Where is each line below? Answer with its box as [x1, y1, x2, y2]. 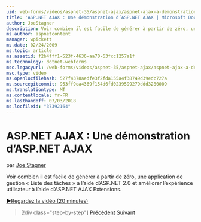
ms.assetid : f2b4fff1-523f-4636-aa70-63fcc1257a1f [6, 53, 135, 59]
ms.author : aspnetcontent [6, 31, 71, 37]
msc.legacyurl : [6, 64, 44, 71]
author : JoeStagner [6, 20, 55, 26]
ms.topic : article [6, 48, 52, 54]
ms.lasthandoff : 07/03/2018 [6, 98, 77, 104]
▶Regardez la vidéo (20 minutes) [6, 197, 89, 205]
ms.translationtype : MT [6, 87, 66, 93]
